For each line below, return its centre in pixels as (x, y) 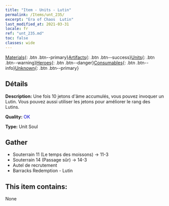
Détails (16, 84)
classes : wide (20, 43)
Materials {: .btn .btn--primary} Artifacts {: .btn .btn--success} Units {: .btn (80, 57)
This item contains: (36, 187)
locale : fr (17, 29)
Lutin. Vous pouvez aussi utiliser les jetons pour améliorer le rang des (78, 101)
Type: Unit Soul (22, 127)
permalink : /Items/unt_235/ (35, 15)
